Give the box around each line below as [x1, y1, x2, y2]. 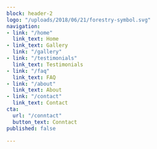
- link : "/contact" [6, 93, 62, 100]
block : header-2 [6, 10, 53, 17]
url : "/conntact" [12, 112, 62, 119]
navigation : [6, 23, 40, 30]
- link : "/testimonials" [6, 55, 77, 62]
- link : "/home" [6, 29, 53, 36]
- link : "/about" [6, 80, 56, 87]
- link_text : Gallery [6, 42, 69, 49]
